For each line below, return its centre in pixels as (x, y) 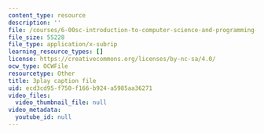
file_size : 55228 (37, 37)
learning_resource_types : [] (56, 52)
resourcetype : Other (42, 74)
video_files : (29, 95)
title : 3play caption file (52, 81)
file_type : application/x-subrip (63, 45)
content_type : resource (47, 15)
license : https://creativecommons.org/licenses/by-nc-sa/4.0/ (112, 59)
